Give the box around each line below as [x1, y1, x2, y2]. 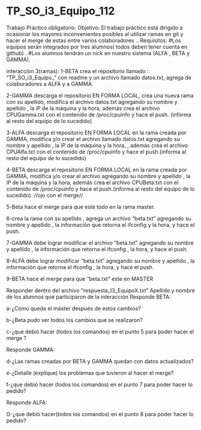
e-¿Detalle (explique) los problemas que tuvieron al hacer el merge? [6, 369, 174, 376]
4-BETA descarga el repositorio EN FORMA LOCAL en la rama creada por [6, 166, 187, 173]
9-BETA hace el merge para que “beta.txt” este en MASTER [6, 275, 154, 282]
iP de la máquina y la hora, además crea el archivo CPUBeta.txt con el [6, 179, 179, 186]
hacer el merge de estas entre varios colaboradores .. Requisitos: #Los [6, 37, 181, 44]
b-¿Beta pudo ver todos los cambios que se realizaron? [6, 316, 143, 323]
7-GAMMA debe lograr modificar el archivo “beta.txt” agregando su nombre [6, 239, 194, 246]
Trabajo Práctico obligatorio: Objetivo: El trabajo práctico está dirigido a [6, 24, 183, 31]
